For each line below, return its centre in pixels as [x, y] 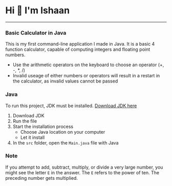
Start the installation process [43, 126]
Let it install [33, 137]
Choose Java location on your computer [63, 132]
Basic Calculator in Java [36, 33]
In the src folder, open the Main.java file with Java [66, 142]
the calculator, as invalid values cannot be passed [65, 81]
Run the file [25, 121]
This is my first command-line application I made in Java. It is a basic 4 [80, 44]
